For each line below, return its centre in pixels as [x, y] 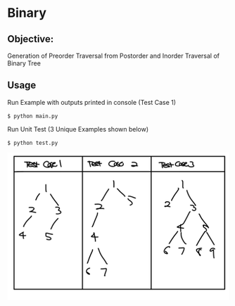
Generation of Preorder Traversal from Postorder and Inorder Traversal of [114, 56]
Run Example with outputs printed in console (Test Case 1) [92, 102]
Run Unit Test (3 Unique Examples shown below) [78, 129]
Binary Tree [24, 63]
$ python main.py [33, 116]
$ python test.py [33, 143]
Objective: [31, 39]
